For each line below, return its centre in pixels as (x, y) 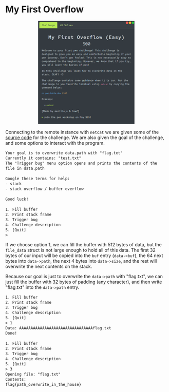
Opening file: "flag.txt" (33, 374)
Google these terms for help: (38, 179)
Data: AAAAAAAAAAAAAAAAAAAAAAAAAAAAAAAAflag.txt (58, 328)
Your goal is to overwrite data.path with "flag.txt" (64, 153)
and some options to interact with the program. (55, 143)
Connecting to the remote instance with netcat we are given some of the (82, 132)
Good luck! (17, 199)
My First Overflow (44, 9)
